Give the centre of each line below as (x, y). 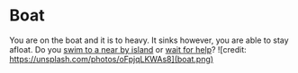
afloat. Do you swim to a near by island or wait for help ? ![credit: (128, 49)
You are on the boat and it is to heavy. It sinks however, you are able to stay (149, 40)
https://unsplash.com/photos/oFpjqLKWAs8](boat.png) (112, 59)
